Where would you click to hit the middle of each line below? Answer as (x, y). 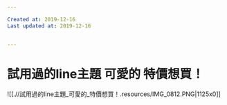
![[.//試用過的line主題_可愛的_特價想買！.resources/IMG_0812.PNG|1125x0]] (114, 94)
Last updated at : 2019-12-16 (49, 26)
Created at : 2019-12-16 (42, 19)
